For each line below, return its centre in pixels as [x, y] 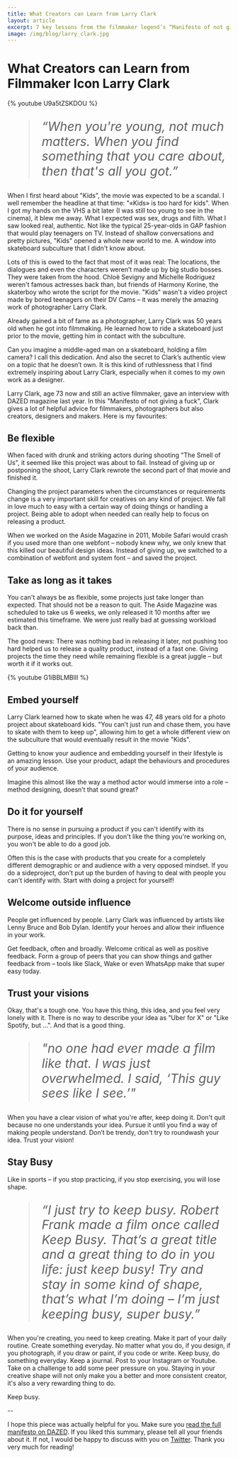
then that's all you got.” [110, 171]
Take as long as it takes [59, 580]
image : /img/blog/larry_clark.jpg [58, 34]
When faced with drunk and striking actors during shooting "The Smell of [114, 455]
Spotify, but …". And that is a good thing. [66, 1026]
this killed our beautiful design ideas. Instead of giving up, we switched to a [118, 551]
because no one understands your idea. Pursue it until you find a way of [112, 1125]
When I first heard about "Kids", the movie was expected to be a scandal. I [116, 195]
